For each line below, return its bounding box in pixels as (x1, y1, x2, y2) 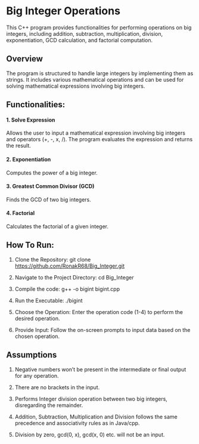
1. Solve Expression (6, 116, 55, 123)
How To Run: (6, 240, 55, 250)
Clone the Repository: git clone (14, 256, 91, 263)
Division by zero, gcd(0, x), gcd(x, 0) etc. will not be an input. (14, 431, 165, 438)
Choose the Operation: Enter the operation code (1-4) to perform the (14, 308, 184, 315)
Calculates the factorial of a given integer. (6, 222, 109, 230)
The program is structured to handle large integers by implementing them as (6, 70, 194, 77)
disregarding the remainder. (14, 401, 83, 409)
